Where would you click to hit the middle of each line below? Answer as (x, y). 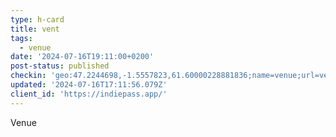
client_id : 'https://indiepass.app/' (89, 94)
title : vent (35, 29)
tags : (21, 38)
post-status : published (60, 66)
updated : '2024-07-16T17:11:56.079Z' (89, 85)
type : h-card (37, 19)
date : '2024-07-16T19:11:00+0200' (82, 57)
